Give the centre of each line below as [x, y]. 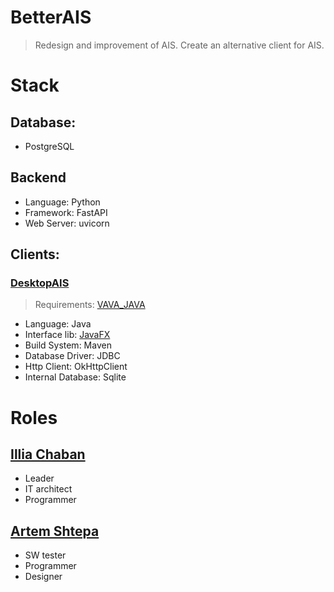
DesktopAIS [40, 283]
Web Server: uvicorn [67, 223]
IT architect [48, 489]
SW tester [45, 555]
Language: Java [58, 324]
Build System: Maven [68, 345]
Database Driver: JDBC [72, 356]
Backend [38, 177]
